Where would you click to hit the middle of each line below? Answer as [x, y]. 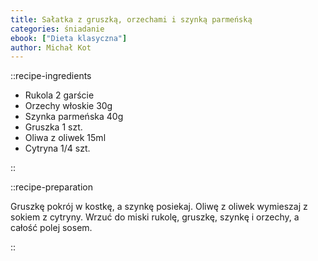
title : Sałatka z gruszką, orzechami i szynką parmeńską [131, 19]
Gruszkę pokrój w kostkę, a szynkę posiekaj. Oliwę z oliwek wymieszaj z [159, 207]
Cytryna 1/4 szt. [57, 148]
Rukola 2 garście [59, 95]
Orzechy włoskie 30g [68, 106]
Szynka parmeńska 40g [74, 117]
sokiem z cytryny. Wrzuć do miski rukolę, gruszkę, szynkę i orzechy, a [155, 217]
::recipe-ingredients [51, 76]
